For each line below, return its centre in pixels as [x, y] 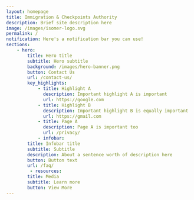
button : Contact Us [51, 72]
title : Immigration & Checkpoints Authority [62, 17]
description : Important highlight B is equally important [116, 111]
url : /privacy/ [62, 133]
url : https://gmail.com [72, 116]
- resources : [46, 171]
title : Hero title [50, 56]
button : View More [50, 188]
